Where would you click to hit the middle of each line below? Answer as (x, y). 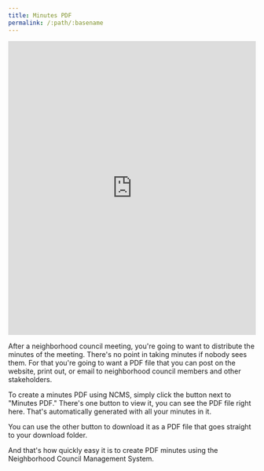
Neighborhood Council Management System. (81, 458)
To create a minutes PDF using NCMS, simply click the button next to (120, 395)
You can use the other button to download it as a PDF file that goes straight (130, 426)
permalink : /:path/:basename (56, 23)
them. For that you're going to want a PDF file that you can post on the (122, 362)
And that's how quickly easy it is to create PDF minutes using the (113, 450)
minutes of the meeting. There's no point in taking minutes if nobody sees (128, 354)
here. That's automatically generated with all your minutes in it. (110, 411)
